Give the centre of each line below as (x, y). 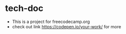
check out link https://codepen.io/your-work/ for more (66, 26)
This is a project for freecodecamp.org (51, 22)
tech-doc (24, 8)
